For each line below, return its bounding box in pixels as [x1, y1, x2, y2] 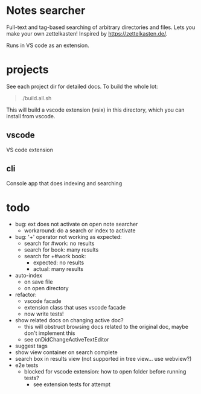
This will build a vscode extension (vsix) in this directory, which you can [6, 106, 185, 113]
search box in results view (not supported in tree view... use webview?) [14, 355, 192, 363]
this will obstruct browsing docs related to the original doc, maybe [24, 323, 189, 331]
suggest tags [14, 342, 48, 350]
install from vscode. [6, 112, 56, 119]
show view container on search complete [14, 349, 118, 356]
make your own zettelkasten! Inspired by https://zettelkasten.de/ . [6, 30, 168, 37]
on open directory [24, 285, 69, 292]
